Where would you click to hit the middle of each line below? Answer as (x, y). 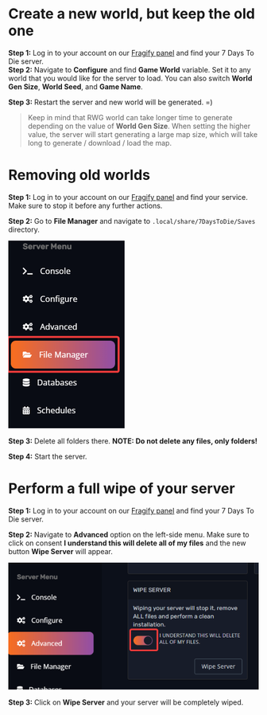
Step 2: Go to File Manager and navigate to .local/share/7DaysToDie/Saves (132, 221)
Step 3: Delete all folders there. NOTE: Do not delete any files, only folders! (133, 441)
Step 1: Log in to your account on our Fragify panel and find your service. (128, 197)
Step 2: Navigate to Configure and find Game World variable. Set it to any (130, 69)
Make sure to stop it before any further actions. (85, 205)
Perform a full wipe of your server (122, 488)
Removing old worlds (79, 175)
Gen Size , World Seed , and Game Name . (75, 86)
